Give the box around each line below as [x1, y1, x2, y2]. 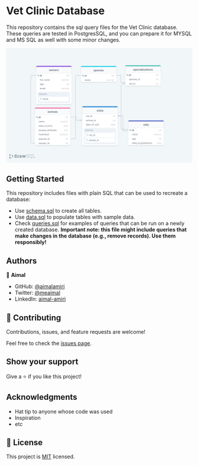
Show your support [6, 357, 79, 367]
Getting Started [6, 174, 64, 184]
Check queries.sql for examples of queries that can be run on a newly [14, 220, 185, 227]
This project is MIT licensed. [6, 453, 75, 460]
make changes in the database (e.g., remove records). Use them [14, 232, 176, 240]
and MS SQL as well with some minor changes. [6, 36, 121, 43]
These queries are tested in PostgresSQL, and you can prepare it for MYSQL [6, 30, 192, 37]
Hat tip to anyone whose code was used [14, 408, 113, 415]
